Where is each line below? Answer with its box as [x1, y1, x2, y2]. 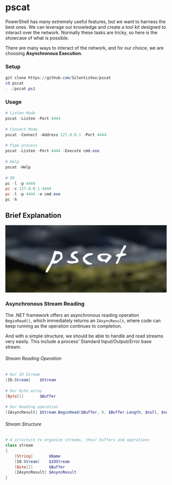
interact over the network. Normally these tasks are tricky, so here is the [5, 29, 158, 35]
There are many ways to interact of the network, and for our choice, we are [5, 45, 164, 51]
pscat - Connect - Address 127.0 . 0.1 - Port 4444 [5, 132, 106, 137]
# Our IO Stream [5, 372, 40, 377]
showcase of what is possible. [5, 35, 69, 41]
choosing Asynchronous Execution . [5, 50, 82, 56]
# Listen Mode [5, 111, 36, 116]
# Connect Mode [5, 127, 38, 132]
